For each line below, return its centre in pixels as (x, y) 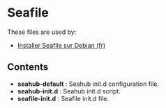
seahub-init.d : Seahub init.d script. (69, 91)
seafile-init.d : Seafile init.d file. (63, 98)
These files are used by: (42, 32)
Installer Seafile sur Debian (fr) (61, 45)
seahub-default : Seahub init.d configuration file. (88, 84)
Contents (28, 67)
